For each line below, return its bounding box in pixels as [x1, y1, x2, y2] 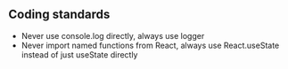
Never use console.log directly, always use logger [21, 30, 205, 41]
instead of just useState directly [21, 49, 138, 60]
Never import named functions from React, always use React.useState [21, 40, 280, 50]
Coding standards [8, 7, 111, 22]
